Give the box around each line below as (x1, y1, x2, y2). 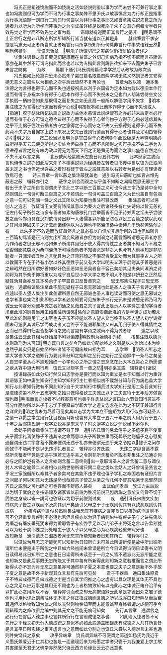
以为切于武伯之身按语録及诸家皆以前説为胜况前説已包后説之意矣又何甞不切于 (5, 489, 162, 495)
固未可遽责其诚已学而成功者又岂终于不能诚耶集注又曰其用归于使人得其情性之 (5, 321, 162, 327)
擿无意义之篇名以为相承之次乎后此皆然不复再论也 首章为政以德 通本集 (5, 79, 159, 85)
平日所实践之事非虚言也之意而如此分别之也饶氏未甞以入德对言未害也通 (18, 626, 162, 632)
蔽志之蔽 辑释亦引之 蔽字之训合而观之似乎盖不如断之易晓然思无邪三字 (5, 179, 159, 184)
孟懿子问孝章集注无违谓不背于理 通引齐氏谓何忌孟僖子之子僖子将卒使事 (13, 427, 162, 433)
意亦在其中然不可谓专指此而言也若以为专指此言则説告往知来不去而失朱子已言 (5, 60, 162, 66)
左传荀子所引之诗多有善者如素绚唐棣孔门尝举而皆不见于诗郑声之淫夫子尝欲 (9, 209, 162, 215)
